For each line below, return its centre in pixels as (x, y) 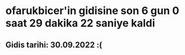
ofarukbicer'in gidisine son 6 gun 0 (92, 11)
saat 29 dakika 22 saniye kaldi (80, 23)
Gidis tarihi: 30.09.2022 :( (54, 45)
